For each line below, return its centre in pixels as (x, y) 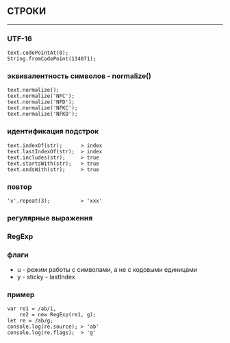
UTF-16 (20, 38)
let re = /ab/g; (30, 321)
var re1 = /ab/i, (32, 309)
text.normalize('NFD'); (41, 102)
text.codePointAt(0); (38, 53)
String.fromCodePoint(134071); (52, 59)
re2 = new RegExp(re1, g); (58, 315)
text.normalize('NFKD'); (42, 114)
